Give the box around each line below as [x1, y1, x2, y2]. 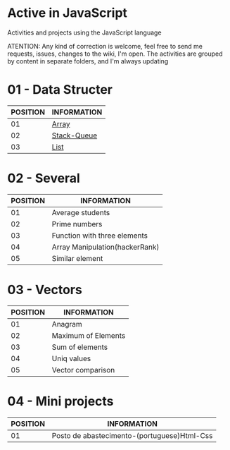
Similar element [51, 253, 103, 263]
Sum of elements [51, 342, 108, 352]
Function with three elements [51, 231, 148, 241]
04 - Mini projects [7, 393, 114, 409]
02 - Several [7, 171, 81, 186]
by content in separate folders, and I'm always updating [7, 56, 169, 65]
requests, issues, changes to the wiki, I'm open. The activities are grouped [7, 49, 223, 58]
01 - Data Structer [7, 82, 113, 98]
